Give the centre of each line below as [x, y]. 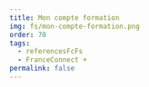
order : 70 [28, 34]
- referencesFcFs [50, 52]
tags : [20, 43]
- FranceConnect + [53, 60]
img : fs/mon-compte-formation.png [75, 26]
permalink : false [42, 69]
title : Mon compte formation [65, 18]
